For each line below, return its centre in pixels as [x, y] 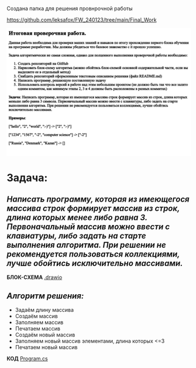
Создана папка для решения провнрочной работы [70, 8]
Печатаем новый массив [46, 347]
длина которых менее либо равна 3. [77, 218]
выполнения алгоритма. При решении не [86, 245]
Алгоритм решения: [45, 296]
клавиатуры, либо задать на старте [76, 236]
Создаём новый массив [45, 335]
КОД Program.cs [27, 359]
